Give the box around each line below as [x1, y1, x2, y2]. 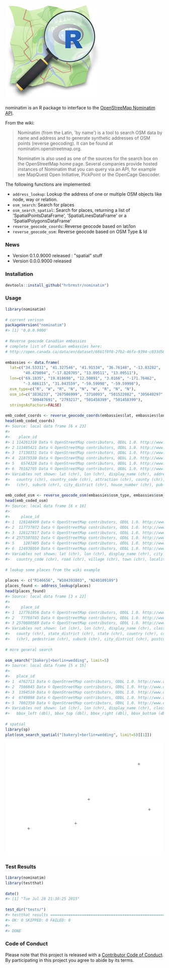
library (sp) [5, 727, 30, 732]
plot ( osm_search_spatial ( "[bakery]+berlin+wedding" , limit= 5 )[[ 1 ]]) [5, 732, 152, 737]
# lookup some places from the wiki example [5, 567, 100, 573]
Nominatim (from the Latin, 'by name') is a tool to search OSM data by [17, 130, 162, 136]
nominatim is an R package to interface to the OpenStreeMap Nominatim [5, 105, 155, 110]
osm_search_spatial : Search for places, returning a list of [12, 207, 130, 213]
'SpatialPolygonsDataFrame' [12, 218, 71, 224]
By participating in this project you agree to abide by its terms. [5, 957, 134, 963]
